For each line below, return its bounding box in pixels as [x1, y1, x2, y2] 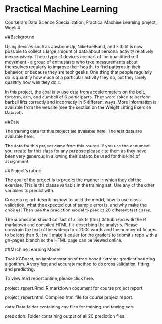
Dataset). [5, 109, 23, 115]
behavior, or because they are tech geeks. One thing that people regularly [5, 69, 152, 75]
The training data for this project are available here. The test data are [5, 128, 142, 134]
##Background [5, 34, 35, 40]
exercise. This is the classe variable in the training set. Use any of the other [5, 182, 155, 188]
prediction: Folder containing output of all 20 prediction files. [5, 313, 126, 319]
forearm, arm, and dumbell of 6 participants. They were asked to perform [5, 94, 151, 100]
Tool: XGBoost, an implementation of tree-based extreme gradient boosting [5, 256, 155, 261]
